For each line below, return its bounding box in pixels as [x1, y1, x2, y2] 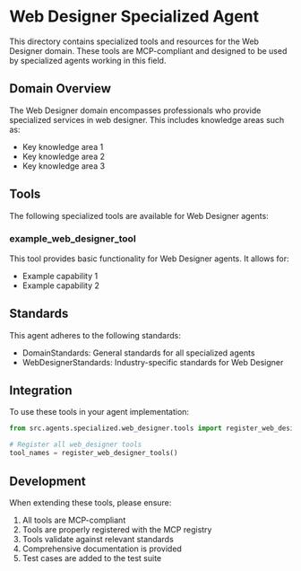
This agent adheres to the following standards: [9, 329, 181, 340]
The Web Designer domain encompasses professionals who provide [9, 105, 262, 116]
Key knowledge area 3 [21, 160, 106, 171]
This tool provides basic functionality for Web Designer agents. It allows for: [9, 253, 289, 264]
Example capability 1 [21, 270, 99, 281]
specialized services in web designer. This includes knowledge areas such [9, 114, 285, 125]
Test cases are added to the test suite [21, 552, 162, 563]
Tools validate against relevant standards [21, 533, 175, 544]
